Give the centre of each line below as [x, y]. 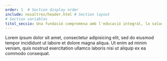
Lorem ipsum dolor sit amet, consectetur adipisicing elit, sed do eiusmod [80, 38]
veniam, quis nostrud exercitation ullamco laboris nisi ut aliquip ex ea [76, 48]
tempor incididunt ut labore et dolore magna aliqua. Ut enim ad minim [76, 43]
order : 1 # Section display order [42, 10]
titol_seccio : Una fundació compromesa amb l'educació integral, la [78, 24]
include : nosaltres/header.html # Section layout [58, 14]
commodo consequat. [28, 54]
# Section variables [27, 19]
